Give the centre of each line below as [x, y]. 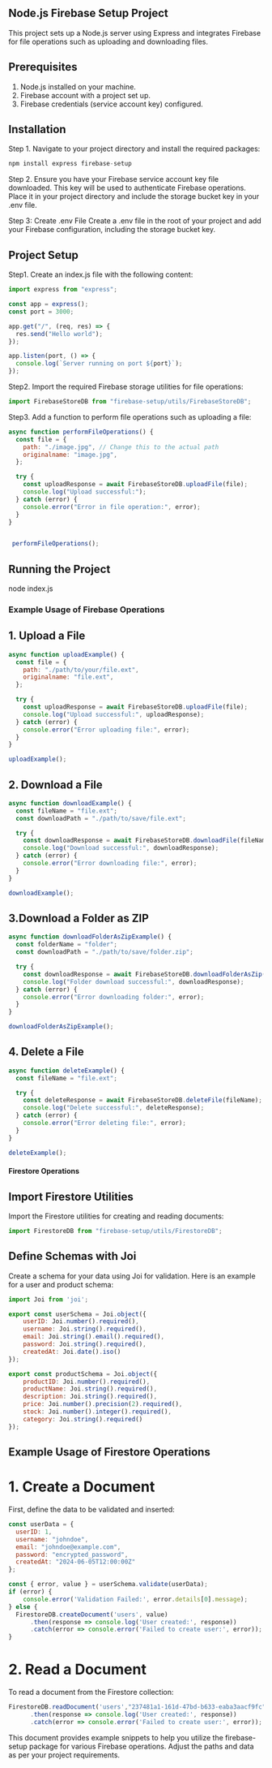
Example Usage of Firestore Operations [109, 1452]
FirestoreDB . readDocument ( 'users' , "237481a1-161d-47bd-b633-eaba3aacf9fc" [137, 1707]
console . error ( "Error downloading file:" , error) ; [110, 864]
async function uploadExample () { [67, 654]
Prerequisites [43, 67]
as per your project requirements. [64, 1755]
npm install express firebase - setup [70, 164]
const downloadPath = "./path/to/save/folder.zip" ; [105, 952]
